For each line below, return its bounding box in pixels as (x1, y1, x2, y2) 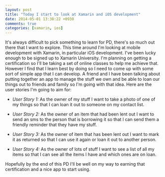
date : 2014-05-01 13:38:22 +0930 (5, 16, 74, 21)
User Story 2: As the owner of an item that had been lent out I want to (12, 111, 155, 117)
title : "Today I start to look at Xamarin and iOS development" (5, 12, 141, 17)
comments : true (5, 21, 37, 26)
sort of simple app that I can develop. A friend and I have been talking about (5, 71, 161, 77)
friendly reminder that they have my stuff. (12, 122, 97, 128)
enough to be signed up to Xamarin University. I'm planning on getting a (5, 55, 152, 61)
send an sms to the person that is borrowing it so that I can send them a (12, 117, 160, 122)
